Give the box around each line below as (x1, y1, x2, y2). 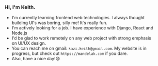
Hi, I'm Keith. (4, 4, 36, 11)
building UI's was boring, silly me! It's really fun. (11, 20, 108, 26)
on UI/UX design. (11, 40, 46, 46)
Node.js (11, 30, 28, 36)
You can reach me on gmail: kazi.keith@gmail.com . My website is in (11, 45, 147, 52)
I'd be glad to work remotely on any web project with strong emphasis (11, 35, 151, 41)
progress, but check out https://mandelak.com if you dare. (11, 51, 128, 56)
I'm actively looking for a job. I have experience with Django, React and (11, 25, 154, 31)
